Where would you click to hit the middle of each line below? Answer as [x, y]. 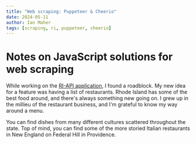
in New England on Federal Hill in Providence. [61, 135]
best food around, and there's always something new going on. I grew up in [97, 98]
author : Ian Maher [28, 22]
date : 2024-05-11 [27, 17]
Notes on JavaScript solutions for [89, 57]
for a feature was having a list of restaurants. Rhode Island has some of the [97, 92]
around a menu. [25, 111]
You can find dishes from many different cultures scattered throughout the [96, 122]
